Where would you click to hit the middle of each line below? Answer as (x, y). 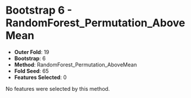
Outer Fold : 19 (32, 52)
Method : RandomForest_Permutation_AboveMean (76, 64)
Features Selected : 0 (40, 77)
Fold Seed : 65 (31, 71)
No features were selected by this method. (58, 88)
